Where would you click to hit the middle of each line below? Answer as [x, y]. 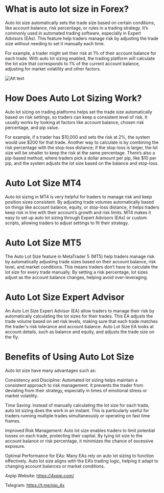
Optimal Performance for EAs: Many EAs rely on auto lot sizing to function [80, 456]
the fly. [12, 337]
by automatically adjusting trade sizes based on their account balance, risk [81, 261]
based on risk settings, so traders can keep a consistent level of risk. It [76, 117]
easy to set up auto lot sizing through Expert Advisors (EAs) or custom [76, 217]
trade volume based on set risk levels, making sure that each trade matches [82, 321]
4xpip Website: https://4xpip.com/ [40, 475]
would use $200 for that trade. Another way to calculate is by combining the [82, 142]
